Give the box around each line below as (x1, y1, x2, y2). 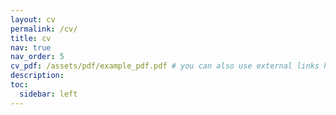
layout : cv (10, 14, 56, 25)
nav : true (10, 42, 52, 53)
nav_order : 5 (10, 52, 65, 62)
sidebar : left (19, 89, 78, 99)
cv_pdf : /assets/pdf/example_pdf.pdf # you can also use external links (10, 61, 320, 71)
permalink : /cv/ (10, 24, 78, 34)
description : (10, 71, 65, 81)
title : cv (10, 33, 52, 43)
